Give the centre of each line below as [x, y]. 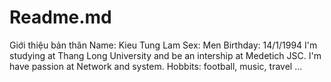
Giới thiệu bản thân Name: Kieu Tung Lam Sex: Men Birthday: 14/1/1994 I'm [163, 45]
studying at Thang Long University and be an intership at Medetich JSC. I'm [165, 55]
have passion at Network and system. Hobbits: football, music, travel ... [156, 66]
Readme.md [60, 17]
